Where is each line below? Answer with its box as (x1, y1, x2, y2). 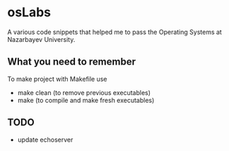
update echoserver (17, 135, 74, 144)
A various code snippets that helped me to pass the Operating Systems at (7, 28, 223, 36)
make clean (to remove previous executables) (17, 88, 151, 96)
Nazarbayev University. (7, 35, 76, 43)
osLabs (7, 4, 52, 21)
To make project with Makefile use (7, 74, 107, 83)
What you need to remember (7, 56, 136, 68)
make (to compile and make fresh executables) (17, 96, 155, 104)
